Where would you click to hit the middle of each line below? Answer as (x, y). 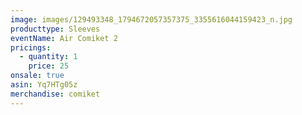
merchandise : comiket (55, 94)
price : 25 (49, 66)
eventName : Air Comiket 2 (64, 38)
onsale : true (37, 76)
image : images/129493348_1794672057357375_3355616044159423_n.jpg (151, 19)
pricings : (31, 47)
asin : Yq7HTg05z (44, 85)
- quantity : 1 (48, 57)
